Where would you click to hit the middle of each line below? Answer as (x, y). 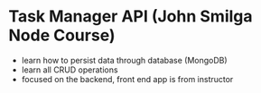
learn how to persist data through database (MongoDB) (124, 60)
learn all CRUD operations (70, 70)
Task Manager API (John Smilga (131, 17)
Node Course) (62, 35)
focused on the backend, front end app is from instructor (127, 79)
